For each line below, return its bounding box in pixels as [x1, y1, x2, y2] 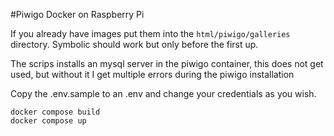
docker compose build [10, 107, 101, 117]
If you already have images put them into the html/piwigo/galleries [10, 28, 291, 39]
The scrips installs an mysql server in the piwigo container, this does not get [10, 58, 324, 69]
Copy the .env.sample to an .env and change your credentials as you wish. [10, 88, 317, 99]
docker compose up [10, 116, 87, 126]
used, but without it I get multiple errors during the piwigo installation [10, 69, 295, 80]
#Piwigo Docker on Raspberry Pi [10, 9, 145, 20]
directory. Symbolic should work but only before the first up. [10, 39, 259, 50]
